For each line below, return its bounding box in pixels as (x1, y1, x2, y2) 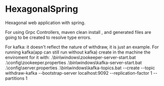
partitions (5, 75, 25, 81)
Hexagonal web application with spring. (5, 20, 85, 26)
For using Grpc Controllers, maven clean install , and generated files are (5, 29, 152, 35)
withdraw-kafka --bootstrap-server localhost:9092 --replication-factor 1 (5, 70, 152, 76)
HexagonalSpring (5, 3, 78, 15)
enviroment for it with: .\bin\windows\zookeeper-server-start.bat (5, 54, 136, 60)
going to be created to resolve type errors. (5, 34, 92, 40)
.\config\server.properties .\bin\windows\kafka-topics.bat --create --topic (5, 65, 155, 71)
